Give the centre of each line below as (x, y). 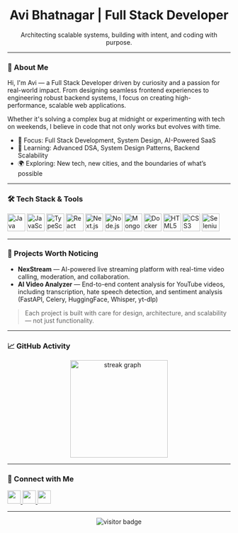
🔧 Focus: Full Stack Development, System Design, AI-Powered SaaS (117, 140)
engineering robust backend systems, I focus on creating (91, 98)
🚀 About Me (28, 67)
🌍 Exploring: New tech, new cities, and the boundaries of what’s (112, 164)
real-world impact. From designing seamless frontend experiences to (108, 90)
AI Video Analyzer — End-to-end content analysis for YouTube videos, (121, 284)
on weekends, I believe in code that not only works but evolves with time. (114, 127)
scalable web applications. (87, 106)
